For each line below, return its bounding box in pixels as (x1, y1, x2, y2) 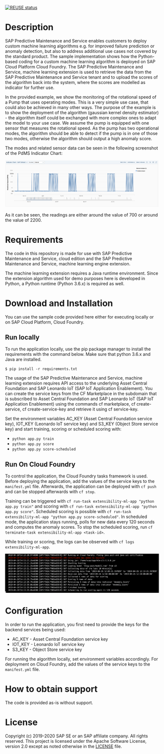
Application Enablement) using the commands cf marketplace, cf (5, 401, 136, 407)
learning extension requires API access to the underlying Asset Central (5, 380, 147, 386)
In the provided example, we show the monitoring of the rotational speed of (5, 94, 157, 100)
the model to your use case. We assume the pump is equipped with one (5, 120, 149, 126)
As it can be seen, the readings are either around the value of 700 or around (5, 212, 158, 217)
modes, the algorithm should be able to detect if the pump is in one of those (5, 130, 158, 136)
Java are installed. (5, 357, 42, 363)
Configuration (5, 605, 63, 617)
